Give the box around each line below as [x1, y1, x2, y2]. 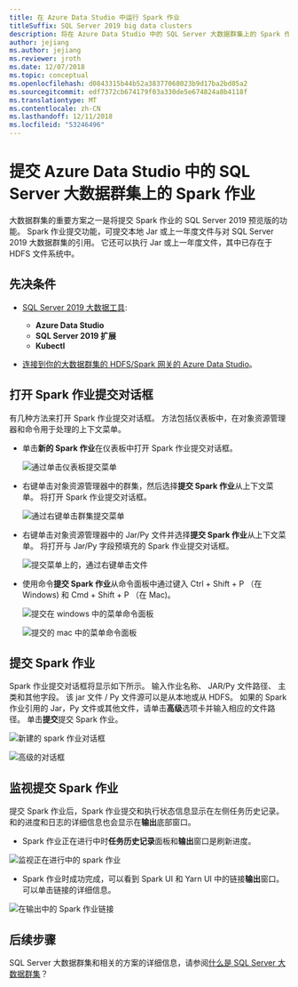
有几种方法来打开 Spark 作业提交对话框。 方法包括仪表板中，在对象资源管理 [9, 413, 286, 423]
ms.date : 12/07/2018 [9, 63, 86, 72]
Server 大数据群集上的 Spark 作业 [9, 184, 255, 205]
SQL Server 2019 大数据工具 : [21, 301, 128, 312]
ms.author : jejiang [9, 46, 82, 55]
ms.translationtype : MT [9, 95, 98, 105]
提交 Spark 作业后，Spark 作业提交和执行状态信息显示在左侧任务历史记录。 [9, 806, 285, 816]
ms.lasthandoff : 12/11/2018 [9, 112, 114, 121]
